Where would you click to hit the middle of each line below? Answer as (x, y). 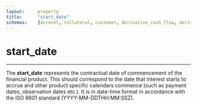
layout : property (33, 11)
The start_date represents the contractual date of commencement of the (94, 73)
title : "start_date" (38, 17)
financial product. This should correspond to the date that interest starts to (96, 79)
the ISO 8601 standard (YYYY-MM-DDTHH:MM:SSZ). (70, 98)
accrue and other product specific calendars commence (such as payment (96, 86)
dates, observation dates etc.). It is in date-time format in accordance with (96, 92)
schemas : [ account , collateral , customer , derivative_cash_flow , (91, 22)
